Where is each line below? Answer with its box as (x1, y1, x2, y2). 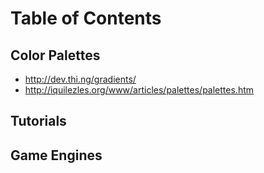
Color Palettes (10, 47, 101, 64)
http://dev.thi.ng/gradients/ (24, 73, 137, 85)
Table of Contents (10, 7, 162, 30)
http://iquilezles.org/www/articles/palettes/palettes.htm (24, 84, 254, 96)
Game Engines (10, 147, 103, 164)
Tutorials (10, 113, 67, 130)
